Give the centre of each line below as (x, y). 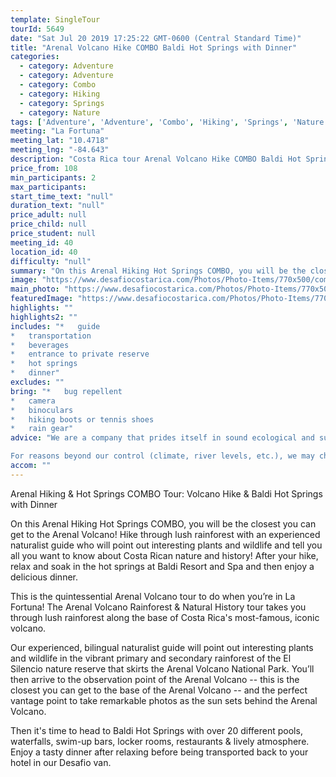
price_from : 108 (44, 168)
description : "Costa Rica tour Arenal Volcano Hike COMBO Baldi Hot (156, 159)
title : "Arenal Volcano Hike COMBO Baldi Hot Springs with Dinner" (154, 47)
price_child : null (48, 224)
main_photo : (35, 289)
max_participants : (48, 187)
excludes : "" (37, 382)
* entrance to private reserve (80, 354)
